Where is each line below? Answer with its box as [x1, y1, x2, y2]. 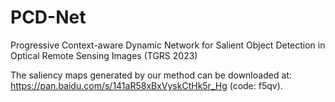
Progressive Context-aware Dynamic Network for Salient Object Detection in [10, 39, 326, 51]
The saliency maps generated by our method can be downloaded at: [10, 69, 292, 81]
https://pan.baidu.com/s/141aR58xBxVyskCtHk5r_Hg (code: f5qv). [10, 79, 283, 91]
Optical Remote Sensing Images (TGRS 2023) [10, 49, 198, 61]
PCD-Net [10, 6, 87, 29]
